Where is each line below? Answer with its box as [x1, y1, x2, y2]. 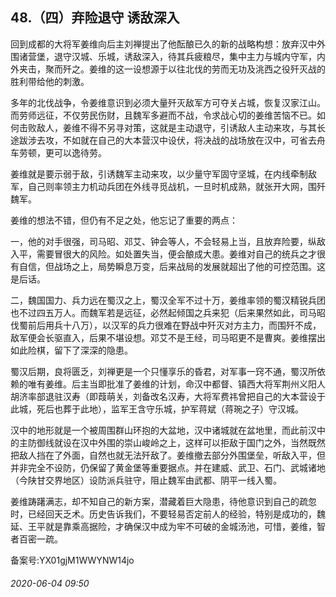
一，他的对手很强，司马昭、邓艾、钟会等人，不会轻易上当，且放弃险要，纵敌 [10, 235, 326, 247]
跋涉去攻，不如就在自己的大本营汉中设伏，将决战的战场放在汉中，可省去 [18, 134, 317, 146]
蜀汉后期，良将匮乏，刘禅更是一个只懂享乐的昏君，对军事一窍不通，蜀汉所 [10, 365, 317, 377]
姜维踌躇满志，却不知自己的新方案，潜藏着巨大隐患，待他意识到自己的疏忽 [10, 495, 317, 507]
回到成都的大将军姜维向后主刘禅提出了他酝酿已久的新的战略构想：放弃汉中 [10, 38, 317, 50]
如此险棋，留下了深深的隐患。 [10, 344, 133, 356]
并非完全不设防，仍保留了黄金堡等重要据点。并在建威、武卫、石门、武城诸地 [10, 461, 326, 473]
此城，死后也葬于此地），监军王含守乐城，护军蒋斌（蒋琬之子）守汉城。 [10, 403, 304, 415]
